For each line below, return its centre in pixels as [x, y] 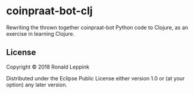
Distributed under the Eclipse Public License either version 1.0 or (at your [96, 78]
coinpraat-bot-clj [50, 11]
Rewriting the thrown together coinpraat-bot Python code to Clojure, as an [97, 27]
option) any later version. [37, 84]
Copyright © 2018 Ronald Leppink [48, 67]
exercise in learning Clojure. [40, 33]
